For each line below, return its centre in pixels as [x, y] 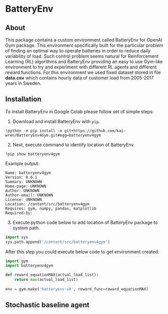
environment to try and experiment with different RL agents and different [81, 67]
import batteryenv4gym [29, 266]
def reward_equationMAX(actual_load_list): [52, 275]
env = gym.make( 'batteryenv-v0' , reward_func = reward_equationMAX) [77, 289]
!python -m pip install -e [34, 130]
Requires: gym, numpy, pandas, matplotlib [51, 208]
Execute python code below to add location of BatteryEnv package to [85, 222]
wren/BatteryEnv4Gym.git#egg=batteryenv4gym [53, 135]
